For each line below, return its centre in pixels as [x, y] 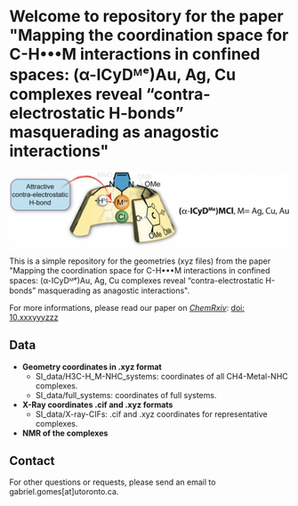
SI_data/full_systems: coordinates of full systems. [126, 395]
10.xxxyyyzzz [34, 317]
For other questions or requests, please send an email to [113, 482]
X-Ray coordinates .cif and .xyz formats [97, 404]
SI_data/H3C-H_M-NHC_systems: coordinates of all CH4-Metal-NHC [162, 376]
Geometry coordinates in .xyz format [92, 366]
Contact [32, 461]
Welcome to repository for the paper [146, 16]
